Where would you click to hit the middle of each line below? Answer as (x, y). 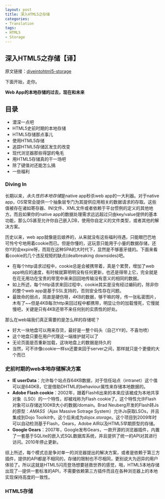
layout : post (18, 10)
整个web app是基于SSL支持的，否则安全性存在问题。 (70, 290)
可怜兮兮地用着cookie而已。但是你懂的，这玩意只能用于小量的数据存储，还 (81, 243)
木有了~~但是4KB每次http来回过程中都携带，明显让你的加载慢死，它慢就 (86, 303)
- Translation (20, 23)
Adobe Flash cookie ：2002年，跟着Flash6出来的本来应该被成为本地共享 (86, 393)
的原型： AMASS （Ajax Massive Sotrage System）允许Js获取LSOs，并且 (86, 411)
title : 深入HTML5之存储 (27, 14)
